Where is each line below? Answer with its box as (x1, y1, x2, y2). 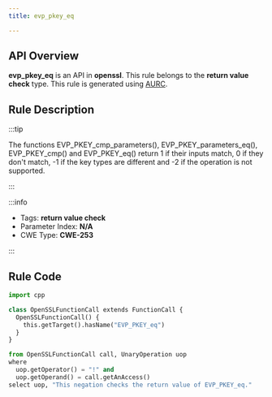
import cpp (8, 291, 45, 300)
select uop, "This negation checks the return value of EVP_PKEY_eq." (8, 381, 253, 389)
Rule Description (8, 102, 95, 116)
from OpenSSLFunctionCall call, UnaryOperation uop (8, 351, 187, 359)
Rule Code (8, 270, 63, 283)
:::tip (8, 124, 24, 134)
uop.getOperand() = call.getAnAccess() (15, 373, 151, 382)
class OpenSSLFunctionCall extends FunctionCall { (8, 305, 183, 313)
